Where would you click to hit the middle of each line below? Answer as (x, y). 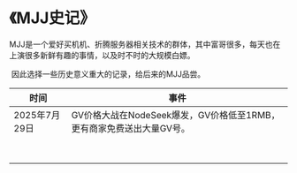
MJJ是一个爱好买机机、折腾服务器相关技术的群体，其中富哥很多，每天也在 (145, 44)
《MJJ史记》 (52, 18)
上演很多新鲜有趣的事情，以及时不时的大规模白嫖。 (102, 55)
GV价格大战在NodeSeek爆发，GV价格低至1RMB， (175, 115)
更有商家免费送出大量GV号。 (131, 128)
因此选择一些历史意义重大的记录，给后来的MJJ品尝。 (108, 74)
